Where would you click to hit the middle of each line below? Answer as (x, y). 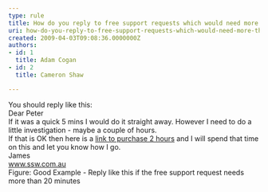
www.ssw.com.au (37, 163)
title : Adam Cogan (46, 61)
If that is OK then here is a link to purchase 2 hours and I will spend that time (134, 138)
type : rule (26, 16)
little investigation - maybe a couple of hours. (83, 130)
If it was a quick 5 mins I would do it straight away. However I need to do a (130, 121)
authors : (23, 45)
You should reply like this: (51, 104)
